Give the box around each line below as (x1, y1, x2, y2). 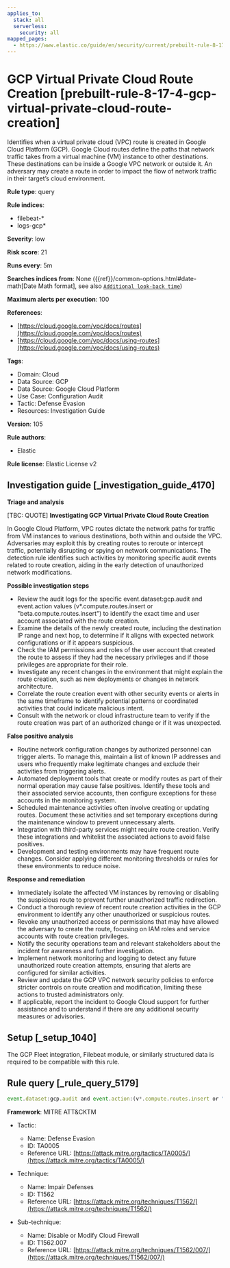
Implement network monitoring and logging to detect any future (16, 954, 196, 962)
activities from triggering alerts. (16, 767, 106, 775)
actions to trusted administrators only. (16, 990, 125, 998)
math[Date (7, 282, 37, 290)
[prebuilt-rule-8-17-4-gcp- (60, 86, 217, 101)
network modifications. (7, 568, 73, 576)
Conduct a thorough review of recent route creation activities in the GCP (16, 902, 221, 911)
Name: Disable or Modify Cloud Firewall (27, 1232, 140, 1240)
